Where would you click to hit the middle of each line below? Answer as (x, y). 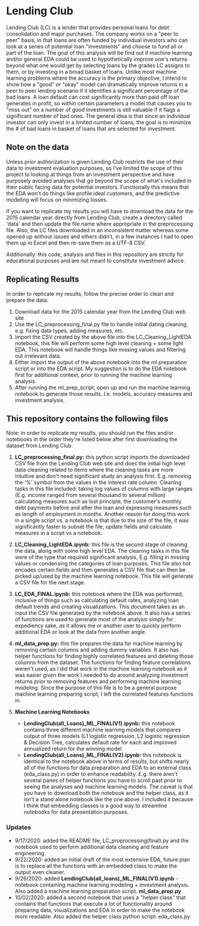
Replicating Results (43, 279)
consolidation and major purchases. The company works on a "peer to (92, 33)
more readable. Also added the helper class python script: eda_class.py (102, 916)
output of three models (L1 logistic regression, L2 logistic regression (107, 736)
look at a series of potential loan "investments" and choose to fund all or (94, 46)
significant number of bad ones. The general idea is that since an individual (98, 116)
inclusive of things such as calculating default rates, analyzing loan (97, 600)
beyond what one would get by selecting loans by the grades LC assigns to (98, 65)
